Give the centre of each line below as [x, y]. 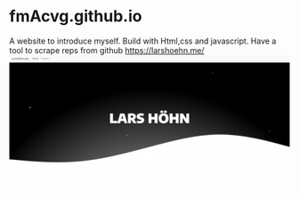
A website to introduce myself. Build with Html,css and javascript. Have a [143, 41]
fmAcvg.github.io [76, 16]
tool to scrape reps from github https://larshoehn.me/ [107, 50]
